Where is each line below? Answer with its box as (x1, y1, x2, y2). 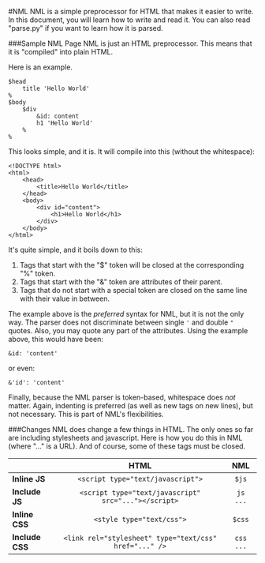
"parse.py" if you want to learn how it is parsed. (8, 24, 163, 32)
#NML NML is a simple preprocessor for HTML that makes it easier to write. (8, 7, 254, 16)
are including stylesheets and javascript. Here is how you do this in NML (8, 434, 243, 442)
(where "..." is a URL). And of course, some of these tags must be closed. (8, 441, 246, 451)
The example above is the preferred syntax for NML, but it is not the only (8, 310, 244, 318)
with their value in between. (19, 294, 110, 303)
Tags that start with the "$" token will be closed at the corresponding (19, 261, 244, 269)
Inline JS (12, 474, 46, 484)
